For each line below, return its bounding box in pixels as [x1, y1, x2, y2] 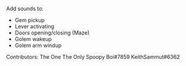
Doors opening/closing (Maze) [14, 29, 90, 36]
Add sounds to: [6, 5, 43, 12]
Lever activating [14, 23, 55, 30]
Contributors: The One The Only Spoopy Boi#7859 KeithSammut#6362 [6, 54, 180, 60]
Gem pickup [14, 17, 45, 23]
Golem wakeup [14, 36, 52, 42]
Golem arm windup [14, 42, 62, 49]
